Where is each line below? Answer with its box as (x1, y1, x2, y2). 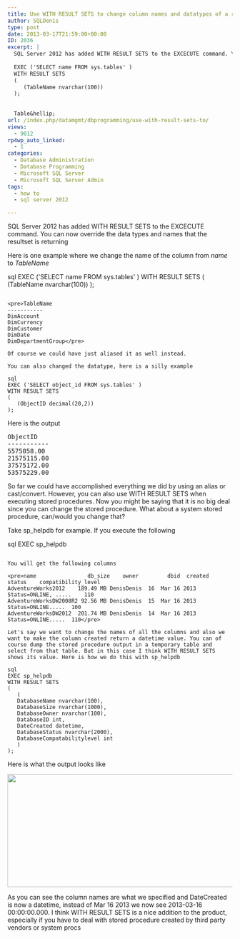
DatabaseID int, (16, 716, 66, 723)
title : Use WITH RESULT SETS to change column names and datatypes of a (7, 10, 229, 18)
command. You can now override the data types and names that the (7, 230, 207, 238)
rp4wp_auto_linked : (7, 136, 66, 144)
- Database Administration (14, 156, 94, 164)
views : (7, 123, 27, 131)
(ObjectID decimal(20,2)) (16, 401, 94, 408)
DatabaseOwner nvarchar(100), (16, 710, 107, 718)
